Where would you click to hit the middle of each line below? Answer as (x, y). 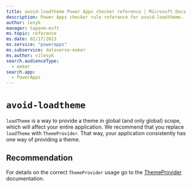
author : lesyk (24, 22)
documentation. (25, 178)
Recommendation (39, 158)
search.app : (21, 72)
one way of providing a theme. (43, 140)
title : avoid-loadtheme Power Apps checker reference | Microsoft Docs (96, 12)
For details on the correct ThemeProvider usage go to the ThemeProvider (94, 172)
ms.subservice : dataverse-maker (46, 50)
